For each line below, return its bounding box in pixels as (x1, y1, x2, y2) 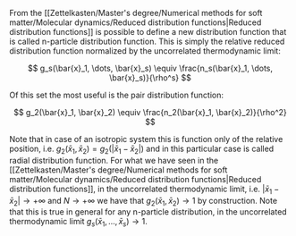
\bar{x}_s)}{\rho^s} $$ (108, 72, 192, 83)
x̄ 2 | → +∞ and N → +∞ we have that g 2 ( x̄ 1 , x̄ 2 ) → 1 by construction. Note (9, 195, 278, 208)
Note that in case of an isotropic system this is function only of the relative (9, 134, 283, 144)
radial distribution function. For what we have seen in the (9, 155, 219, 165)
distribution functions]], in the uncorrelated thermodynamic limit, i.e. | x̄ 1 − (9, 183, 280, 196)
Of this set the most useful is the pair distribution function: (9, 89, 224, 100)
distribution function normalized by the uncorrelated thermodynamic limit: (9, 46, 282, 56)
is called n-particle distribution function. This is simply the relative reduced (9, 36, 285, 46)
